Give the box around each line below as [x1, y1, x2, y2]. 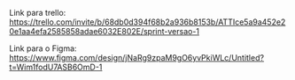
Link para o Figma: [9, 43, 77, 54]
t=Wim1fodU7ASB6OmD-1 [9, 62, 103, 72]
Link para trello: [9, 8, 66, 18]
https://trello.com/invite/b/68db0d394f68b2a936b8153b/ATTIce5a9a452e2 [9, 17, 286, 27]
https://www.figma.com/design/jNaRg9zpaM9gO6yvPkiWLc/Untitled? [9, 53, 264, 62]
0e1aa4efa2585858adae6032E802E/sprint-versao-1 [9, 26, 200, 36]
